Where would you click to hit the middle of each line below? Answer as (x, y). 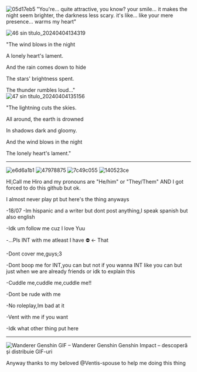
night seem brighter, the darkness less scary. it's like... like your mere (90, 15)
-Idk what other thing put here (43, 328)
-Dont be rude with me (33, 294)
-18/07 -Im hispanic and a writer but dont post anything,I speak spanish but (97, 211)
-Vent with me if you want (37, 317)
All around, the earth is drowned (45, 119)
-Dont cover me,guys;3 (34, 254)
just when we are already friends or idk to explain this (71, 271)
